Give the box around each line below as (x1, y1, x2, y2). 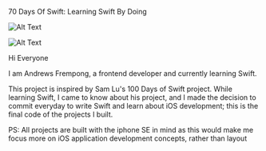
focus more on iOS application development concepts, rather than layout (8, 133, 248, 143)
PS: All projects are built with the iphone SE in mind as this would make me (8, 125, 254, 134)
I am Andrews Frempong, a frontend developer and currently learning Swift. (8, 69, 257, 78)
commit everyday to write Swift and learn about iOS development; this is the (8, 101, 259, 110)
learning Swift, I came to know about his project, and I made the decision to (8, 93, 257, 102)
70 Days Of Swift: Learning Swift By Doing (8, 7, 148, 16)
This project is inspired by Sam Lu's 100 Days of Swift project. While (8, 84, 233, 93)
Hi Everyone (8, 54, 49, 62)
